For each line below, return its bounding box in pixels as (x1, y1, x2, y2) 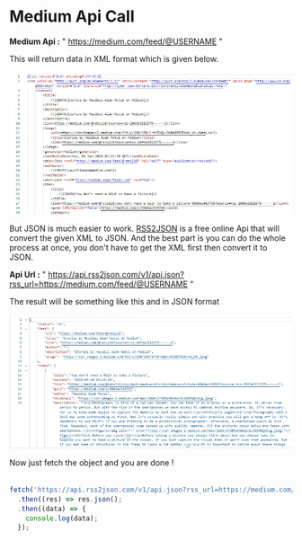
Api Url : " (9, 269, 47, 279)
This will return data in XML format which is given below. (9, 53, 218, 64)
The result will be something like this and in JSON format (9, 296, 220, 306)
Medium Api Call (9, 6, 135, 27)
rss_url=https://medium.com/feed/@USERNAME (9, 279, 189, 289)
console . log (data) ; (25, 514, 99, 523)
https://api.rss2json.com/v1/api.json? (48, 269, 184, 279)
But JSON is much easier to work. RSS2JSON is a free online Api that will (9, 223, 280, 234)
